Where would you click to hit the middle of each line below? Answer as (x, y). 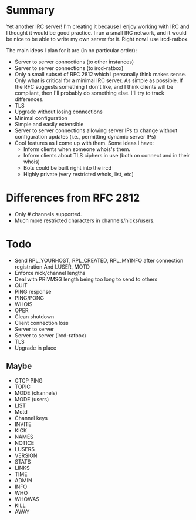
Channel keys (31, 418)
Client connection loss (41, 323)
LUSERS (25, 449)
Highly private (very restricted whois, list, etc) (78, 174)
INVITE (23, 424)
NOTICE (24, 443)
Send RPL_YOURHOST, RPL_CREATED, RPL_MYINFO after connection (99, 260)
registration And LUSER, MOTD (52, 266)
